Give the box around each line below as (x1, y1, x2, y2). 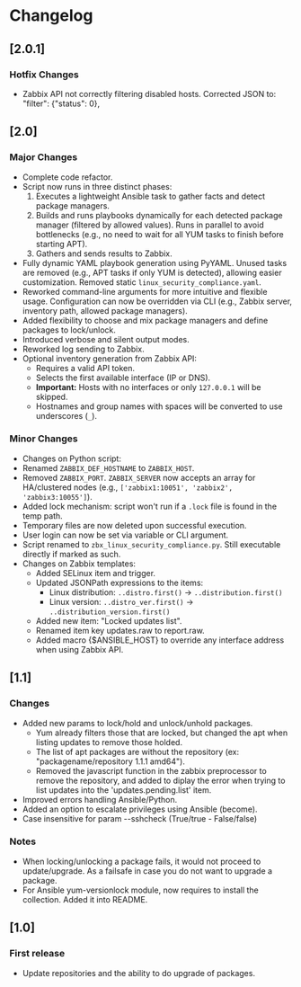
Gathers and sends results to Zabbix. (35, 248, 173, 259)
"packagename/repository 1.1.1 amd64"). (35, 756, 186, 767)
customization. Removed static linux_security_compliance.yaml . (22, 276, 262, 288)
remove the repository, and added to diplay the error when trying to (35, 775, 286, 786)
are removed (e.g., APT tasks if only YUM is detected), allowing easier (22, 267, 282, 278)
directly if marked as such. (22, 548, 121, 559)
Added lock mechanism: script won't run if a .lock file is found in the (22, 501, 277, 511)
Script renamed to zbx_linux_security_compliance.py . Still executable (22, 538, 281, 549)
